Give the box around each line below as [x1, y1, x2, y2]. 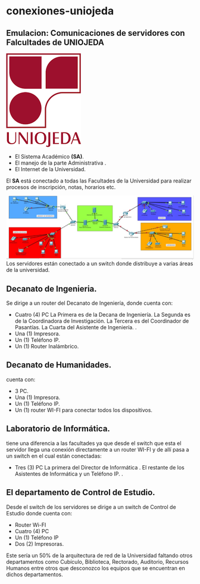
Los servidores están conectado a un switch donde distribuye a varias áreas [6, 260, 193, 267]
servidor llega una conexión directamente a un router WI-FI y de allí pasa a [6, 446, 189, 453]
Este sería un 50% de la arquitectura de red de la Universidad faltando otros [6, 552, 193, 559]
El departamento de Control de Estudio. [6, 487, 156, 498]
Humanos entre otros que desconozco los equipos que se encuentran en [6, 564, 186, 571]
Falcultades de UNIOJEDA [6, 37, 104, 47]
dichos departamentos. [6, 571, 64, 578]
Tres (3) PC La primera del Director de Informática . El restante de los [14, 464, 185, 471]
